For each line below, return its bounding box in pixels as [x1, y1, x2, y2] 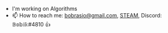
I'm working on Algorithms [11, 5, 77, 12]
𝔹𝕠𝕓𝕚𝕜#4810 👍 [11, 21, 51, 28]
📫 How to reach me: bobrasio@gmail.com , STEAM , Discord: [11, 12, 162, 19]
